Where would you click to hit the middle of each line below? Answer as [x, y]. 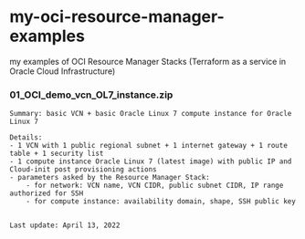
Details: [26, 138]
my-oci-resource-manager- [117, 17]
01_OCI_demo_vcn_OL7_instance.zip [91, 95]
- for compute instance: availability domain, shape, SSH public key [161, 202]
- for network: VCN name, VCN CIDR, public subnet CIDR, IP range [155, 186]
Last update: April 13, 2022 [65, 225]
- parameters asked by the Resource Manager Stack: [110, 178]
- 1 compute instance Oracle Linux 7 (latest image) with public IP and [151, 161]
